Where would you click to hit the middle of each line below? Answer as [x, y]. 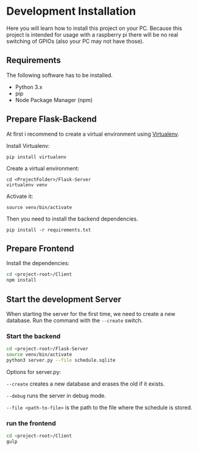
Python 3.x [29, 87]
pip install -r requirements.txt [49, 230]
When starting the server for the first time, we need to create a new [91, 313]
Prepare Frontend [40, 248]
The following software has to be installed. [59, 75]
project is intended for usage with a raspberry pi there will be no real [92, 34]
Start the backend [34, 336]
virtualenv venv [27, 185]
